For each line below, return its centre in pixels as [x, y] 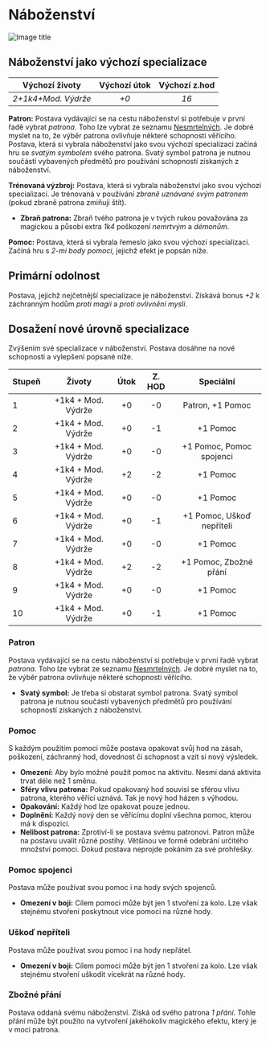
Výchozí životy [52, 84]
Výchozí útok [125, 84]
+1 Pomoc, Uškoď [217, 516]
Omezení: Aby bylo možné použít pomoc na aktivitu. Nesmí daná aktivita [140, 772]
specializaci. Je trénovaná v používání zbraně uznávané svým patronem [129, 194]
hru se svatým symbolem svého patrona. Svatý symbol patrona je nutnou [129, 152]
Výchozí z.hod [187, 84]
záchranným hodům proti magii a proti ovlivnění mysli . [98, 304]
